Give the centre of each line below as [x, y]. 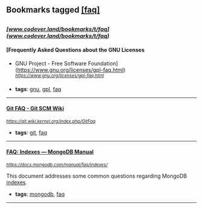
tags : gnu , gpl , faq [38, 89]
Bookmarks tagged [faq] [53, 10]
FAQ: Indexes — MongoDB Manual [50, 152]
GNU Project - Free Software [51, 63]
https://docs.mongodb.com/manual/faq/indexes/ [57, 165]
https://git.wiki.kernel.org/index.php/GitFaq [51, 121]
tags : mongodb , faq [40, 194]
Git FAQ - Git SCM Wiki [35, 109]
